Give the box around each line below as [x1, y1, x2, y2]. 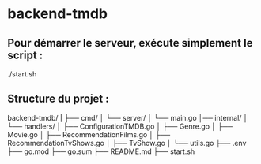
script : [7, 48, 43, 61]
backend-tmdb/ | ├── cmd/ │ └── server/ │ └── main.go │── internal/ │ [7, 113, 248, 122]
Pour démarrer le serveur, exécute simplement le [7, 36, 253, 50]
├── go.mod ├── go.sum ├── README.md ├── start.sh [7, 147, 195, 156]
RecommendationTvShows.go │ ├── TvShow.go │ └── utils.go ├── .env [7, 138, 247, 147]
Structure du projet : [7, 92, 110, 106]
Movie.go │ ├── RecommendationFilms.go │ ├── [7, 129, 171, 139]
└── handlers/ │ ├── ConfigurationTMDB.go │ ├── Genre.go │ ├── [7, 121, 233, 131]
